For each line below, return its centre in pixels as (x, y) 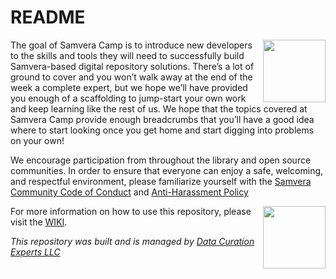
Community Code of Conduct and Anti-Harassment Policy (129, 192)
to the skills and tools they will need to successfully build (127, 55)
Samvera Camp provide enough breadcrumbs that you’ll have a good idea (162, 119)
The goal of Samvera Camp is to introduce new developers (131, 45)
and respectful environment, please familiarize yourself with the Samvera (161, 181)
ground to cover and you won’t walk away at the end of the (131, 77)
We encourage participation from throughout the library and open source (161, 160)
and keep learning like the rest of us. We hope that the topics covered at (159, 108)
